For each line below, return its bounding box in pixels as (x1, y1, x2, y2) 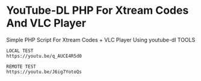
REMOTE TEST (6, 64, 36, 70)
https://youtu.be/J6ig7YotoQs (6, 68, 82, 75)
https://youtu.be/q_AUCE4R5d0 (6, 53, 82, 59)
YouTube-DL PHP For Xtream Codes (6, 4, 189, 17)
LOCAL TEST (6, 47, 34, 54)
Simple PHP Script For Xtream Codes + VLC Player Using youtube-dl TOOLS (6, 36, 196, 43)
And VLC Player (6, 16, 86, 30)
